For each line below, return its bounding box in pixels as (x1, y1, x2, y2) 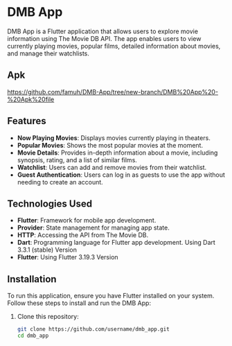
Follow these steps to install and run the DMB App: (7, 299, 151, 307)
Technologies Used (7, 198, 92, 209)
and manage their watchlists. (7, 49, 90, 58)
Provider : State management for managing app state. (17, 223, 170, 232)
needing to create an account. (17, 178, 104, 186)
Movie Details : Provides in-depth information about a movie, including (17, 148, 218, 157)
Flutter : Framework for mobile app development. (17, 216, 157, 225)
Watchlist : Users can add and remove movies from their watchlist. (17, 163, 207, 171)
